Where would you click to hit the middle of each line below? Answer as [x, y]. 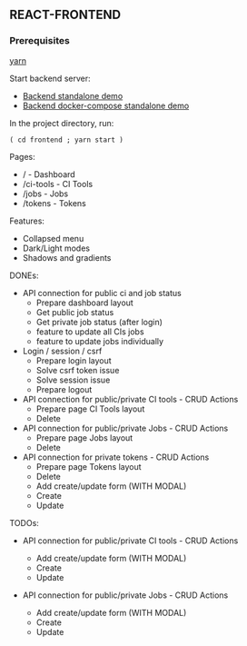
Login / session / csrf [62, 351]
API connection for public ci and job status [102, 293]
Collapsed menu [53, 238]
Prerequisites [40, 41]
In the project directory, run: [62, 123]
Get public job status [75, 312]
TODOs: [24, 522]
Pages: [22, 156]
